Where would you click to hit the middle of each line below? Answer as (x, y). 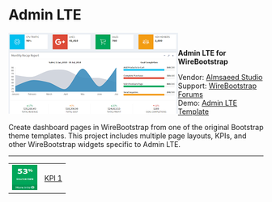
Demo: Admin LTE (208, 103)
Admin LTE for (202, 53)
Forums (191, 94)
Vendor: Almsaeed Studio (220, 77)
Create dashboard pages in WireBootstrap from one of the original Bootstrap (136, 127)
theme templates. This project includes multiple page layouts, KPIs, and (127, 136)
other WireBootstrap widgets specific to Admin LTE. (94, 144)
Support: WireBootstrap (217, 86)
